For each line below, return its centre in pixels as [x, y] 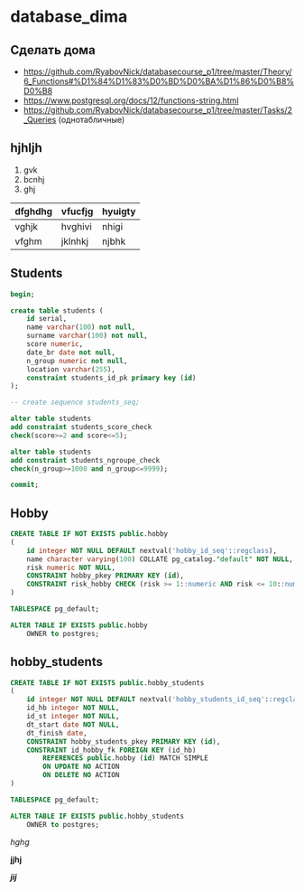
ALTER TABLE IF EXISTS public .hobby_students [97, 816]
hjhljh [27, 148]
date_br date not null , [71, 352]
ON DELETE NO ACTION [81, 775]
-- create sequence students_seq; [75, 403]
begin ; [23, 294]
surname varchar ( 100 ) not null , [87, 336]
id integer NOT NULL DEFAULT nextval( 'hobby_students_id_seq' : [148, 699]
